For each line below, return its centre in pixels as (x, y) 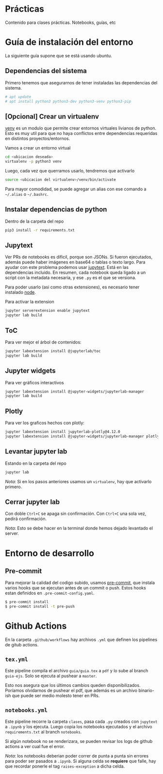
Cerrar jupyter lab (32, 502)
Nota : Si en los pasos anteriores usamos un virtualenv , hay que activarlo (78, 481)
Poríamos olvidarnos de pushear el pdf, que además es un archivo (71, 690)
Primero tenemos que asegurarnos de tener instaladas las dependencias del (81, 83)
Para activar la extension (30, 302)
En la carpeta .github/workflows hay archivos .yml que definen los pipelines (81, 640)
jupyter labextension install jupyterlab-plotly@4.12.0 (63, 432)
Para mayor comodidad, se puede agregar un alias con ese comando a (76, 189)
